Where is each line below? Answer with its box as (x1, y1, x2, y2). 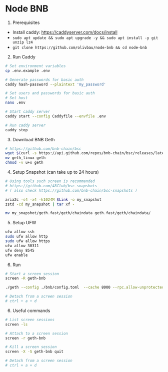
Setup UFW (12, 220, 36, 226)
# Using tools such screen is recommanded (5, 179, 95, 184)
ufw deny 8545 (5, 248, 35, 253)
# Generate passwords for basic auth (5, 77, 84, 82)
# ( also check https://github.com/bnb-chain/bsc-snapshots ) (5, 188, 137, 193)
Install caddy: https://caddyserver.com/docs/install (12, 29, 117, 35)
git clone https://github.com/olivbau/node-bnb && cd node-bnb (12, 45, 147, 50)
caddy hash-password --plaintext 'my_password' (5, 82, 106, 87)
